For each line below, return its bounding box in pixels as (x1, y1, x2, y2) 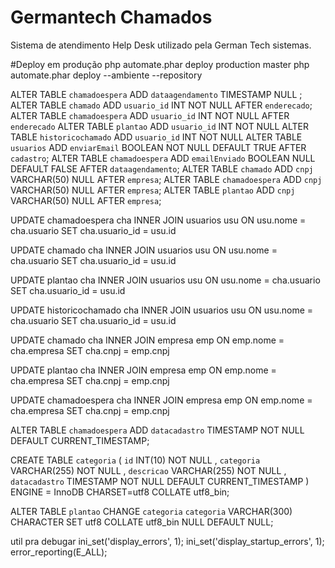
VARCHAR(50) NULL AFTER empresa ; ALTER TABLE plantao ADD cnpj (10, 184, 296, 196)
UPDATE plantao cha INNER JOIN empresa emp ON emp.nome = (10, 364, 277, 376)
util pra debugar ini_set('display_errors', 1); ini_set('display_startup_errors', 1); (10, 535, 325, 547)
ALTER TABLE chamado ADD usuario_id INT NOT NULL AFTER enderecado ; (10, 99, 313, 111)
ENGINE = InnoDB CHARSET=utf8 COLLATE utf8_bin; (10, 486, 230, 498)
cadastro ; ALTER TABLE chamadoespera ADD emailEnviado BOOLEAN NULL (10, 152, 316, 164)
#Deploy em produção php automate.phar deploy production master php (10, 58, 310, 70)
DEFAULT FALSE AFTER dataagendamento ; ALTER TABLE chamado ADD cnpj (10, 162, 314, 175)
